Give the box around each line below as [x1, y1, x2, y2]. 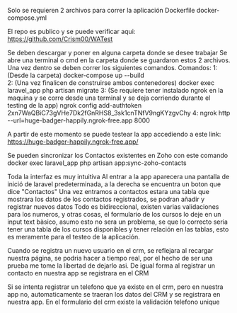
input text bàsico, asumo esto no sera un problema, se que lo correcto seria [7, 217, 229, 226]
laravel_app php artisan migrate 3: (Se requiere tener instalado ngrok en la [7, 86, 224, 94]
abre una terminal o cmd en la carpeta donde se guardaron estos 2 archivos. [7, 56, 231, 64]
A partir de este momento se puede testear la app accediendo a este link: [7, 130, 221, 138]
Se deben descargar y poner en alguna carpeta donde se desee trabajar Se [7, 49, 228, 57]
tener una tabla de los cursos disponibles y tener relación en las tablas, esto [7, 225, 229, 233]
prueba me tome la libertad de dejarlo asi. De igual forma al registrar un [7, 261, 216, 270]
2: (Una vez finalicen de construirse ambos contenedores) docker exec [7, 79, 214, 87]
